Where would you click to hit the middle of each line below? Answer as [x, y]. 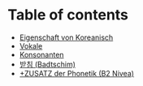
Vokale [31, 45]
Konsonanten [41, 54]
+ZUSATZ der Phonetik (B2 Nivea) [77, 73]
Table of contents [68, 15]
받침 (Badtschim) [48, 64]
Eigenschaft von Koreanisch [66, 37]
